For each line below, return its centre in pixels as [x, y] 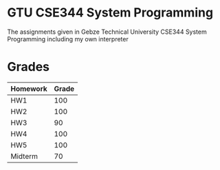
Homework [29, 89]
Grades [29, 67]
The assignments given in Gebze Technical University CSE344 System [107, 32]
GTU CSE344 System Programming [110, 13]
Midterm [24, 156]
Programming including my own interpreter [68, 39]
